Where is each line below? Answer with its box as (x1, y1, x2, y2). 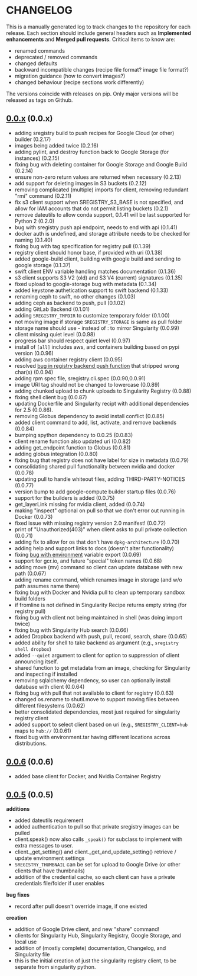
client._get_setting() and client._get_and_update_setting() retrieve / (14, 848, 177, 856)
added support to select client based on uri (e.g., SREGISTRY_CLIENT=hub (14, 721, 188, 728)
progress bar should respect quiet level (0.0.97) (14, 337, 131, 344)
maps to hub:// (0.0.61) (14, 727, 72, 734)
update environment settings (14, 855, 85, 862)
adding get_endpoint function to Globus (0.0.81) (14, 444, 131, 451)
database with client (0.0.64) (14, 683, 85, 690)
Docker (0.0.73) (14, 513, 53, 520)
